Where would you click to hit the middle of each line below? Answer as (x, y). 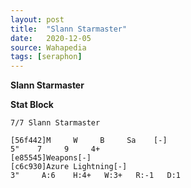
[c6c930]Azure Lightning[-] (69, 167)
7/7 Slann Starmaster (55, 123)
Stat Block (32, 105)
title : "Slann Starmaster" (69, 29)
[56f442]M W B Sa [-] (89, 141)
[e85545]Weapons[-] (51, 158)
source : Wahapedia (48, 47)
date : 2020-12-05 (51, 38)
